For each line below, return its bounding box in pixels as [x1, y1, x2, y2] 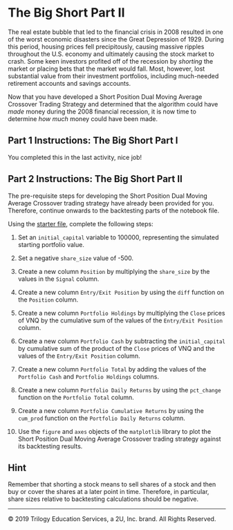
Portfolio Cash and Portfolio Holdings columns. [17, 372, 160, 381]
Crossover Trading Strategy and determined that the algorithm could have [8, 100, 218, 108]
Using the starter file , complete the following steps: [8, 219, 154, 228]
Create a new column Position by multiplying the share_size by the [17, 267, 210, 275]
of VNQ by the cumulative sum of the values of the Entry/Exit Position [17, 316, 223, 325]
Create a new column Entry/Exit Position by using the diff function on [17, 288, 225, 296]
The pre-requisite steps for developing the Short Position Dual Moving [8, 192, 208, 200]
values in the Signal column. [17, 275, 100, 283]
